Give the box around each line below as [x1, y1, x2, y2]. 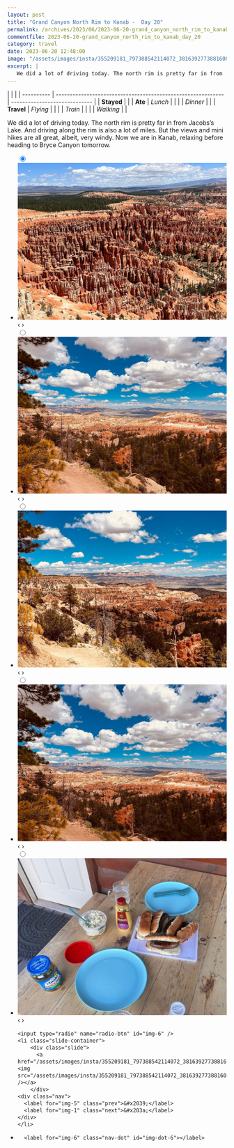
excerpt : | [7, 63, 39, 70]
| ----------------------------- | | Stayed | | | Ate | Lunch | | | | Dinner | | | [7, 98, 216, 106]
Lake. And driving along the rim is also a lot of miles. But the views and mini [7, 125, 224, 134]
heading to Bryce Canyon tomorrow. [7, 140, 111, 149]
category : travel [7, 40, 58, 48]
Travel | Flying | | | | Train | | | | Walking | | [7, 105, 127, 113]
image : [7, 56, 26, 63]
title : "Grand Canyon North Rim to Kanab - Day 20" [7, 18, 164, 26]
